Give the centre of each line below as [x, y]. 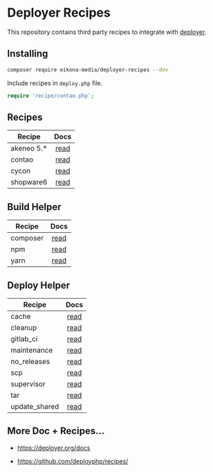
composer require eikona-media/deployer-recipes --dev [88, 70]
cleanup [24, 327]
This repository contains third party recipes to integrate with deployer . [107, 32]
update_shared [35, 406]
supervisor [28, 384]
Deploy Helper [39, 285]
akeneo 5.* [29, 148]
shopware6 [29, 182]
